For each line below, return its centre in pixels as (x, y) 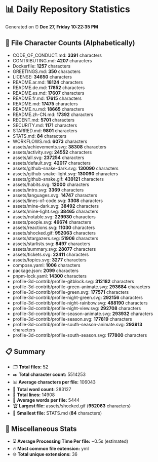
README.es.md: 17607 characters (48, 93)
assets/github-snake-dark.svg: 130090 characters (66, 168)
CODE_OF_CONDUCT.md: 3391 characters (57, 55)
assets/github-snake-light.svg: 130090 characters (65, 174)
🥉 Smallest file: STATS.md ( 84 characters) (57, 413)
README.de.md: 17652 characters (49, 87)
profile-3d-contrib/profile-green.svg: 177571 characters (71, 292)
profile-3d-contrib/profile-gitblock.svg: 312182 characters (73, 281)
